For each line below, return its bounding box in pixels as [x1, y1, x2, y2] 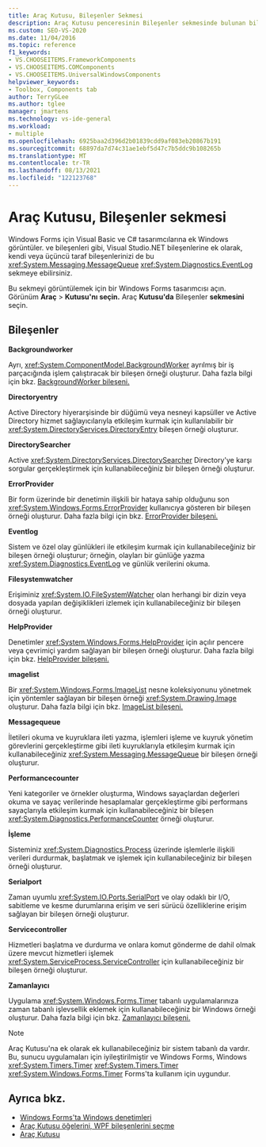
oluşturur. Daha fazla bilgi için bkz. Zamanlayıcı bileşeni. [8, 1013, 191, 1022]
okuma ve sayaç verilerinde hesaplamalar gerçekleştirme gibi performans [8, 797, 248, 806]
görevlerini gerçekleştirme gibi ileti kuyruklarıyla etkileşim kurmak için [8, 741, 235, 750]
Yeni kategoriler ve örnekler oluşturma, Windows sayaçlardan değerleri [8, 788, 240, 798]
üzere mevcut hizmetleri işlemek [8, 948, 114, 957]
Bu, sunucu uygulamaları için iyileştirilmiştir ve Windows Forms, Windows [8, 1052, 247, 1061]
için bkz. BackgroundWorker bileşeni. [8, 376, 130, 386]
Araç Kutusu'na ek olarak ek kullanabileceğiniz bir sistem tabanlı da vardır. [8, 1043, 251, 1053]
